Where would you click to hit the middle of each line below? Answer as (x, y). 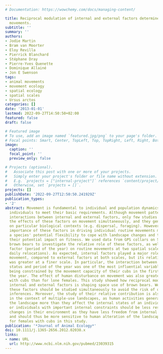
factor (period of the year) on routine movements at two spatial (78, 249)
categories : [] (20, 104)
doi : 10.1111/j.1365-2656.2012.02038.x (45, 330)
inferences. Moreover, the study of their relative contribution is (80, 294)
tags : (10, 77)
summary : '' (17, 32)
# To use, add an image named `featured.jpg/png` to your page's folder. (81, 136)
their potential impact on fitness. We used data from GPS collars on (82, 240)
